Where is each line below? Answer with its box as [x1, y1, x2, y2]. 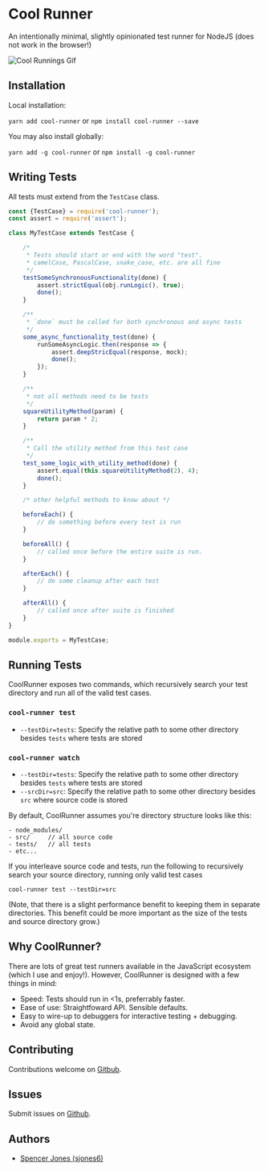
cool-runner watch [8, 753, 80, 762]
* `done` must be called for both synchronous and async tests [26, 318, 242, 327]
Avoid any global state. [19, 1019, 95, 1029]
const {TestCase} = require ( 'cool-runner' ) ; [8, 207, 160, 216]
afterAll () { [22, 599, 67, 607]
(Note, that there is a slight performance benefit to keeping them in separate [8, 899, 261, 909]
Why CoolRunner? [8, 940, 102, 954]
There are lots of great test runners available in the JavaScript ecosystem [8, 961, 251, 971]
